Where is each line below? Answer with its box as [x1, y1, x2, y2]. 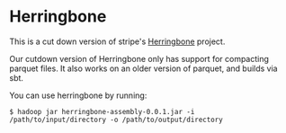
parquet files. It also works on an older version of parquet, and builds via [9, 63, 278, 74]
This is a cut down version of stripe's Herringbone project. [9, 36, 226, 47]
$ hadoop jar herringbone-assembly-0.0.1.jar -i [9, 107, 195, 116]
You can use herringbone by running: [9, 90, 147, 101]
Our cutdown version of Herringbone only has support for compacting [9, 53, 270, 64]
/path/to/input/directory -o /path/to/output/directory [9, 115, 223, 124]
